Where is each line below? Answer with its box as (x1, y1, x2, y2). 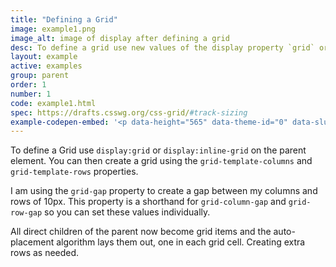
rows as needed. (10, 247, 80, 259)
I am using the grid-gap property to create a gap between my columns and (10, 185, 318, 197)
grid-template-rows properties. (10, 166, 139, 178)
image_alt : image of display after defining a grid (10, 33, 230, 43)
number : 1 (10, 89, 52, 99)
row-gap (10, 208, 43, 218)
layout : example (10, 52, 78, 62)
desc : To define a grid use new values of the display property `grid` (10, 42, 315, 53)
